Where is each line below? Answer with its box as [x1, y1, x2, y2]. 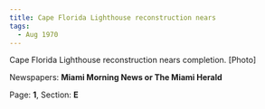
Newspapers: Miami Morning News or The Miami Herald [9, 72, 223, 83]
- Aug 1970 [17, 30, 59, 39]
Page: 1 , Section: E [9, 89, 79, 100]
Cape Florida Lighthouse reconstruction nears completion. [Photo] [9, 55, 257, 66]
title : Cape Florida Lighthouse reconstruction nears [9, 13, 217, 23]
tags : [9, 22, 30, 31]
